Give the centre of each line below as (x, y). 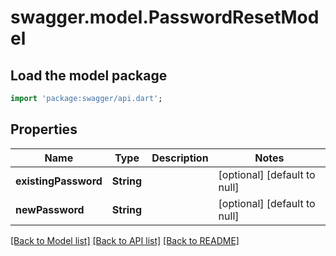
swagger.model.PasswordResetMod (165, 17)
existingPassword (59, 181)
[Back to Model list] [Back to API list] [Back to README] (125, 240)
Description (180, 158)
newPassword (50, 209)
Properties (44, 129)
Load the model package (89, 75)
